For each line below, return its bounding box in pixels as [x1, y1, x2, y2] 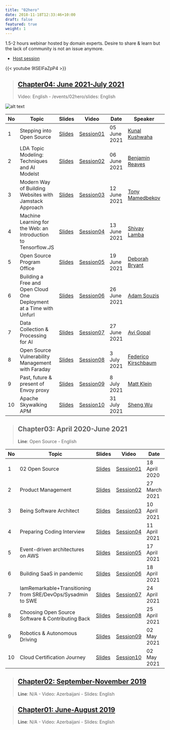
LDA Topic [20, 145, 45, 152]
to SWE [20, 597, 37, 604]
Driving [20, 636, 37, 643]
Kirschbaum [127, 359, 157, 366]
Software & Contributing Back [20, 615, 91, 622]
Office [20, 264, 34, 272]
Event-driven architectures [20, 546, 84, 553]
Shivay [127, 224, 144, 231]
